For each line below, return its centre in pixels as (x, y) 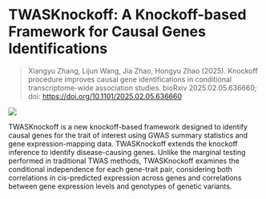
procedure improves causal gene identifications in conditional (130, 79)
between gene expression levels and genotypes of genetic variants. (120, 186)
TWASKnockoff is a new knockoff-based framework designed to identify (128, 126)
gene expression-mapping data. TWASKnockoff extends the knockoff (123, 143)
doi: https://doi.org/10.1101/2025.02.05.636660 (105, 96)
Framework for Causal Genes (107, 32)
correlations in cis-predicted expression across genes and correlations (125, 177)
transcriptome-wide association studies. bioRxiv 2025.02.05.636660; (142, 88)
